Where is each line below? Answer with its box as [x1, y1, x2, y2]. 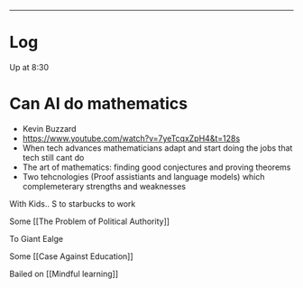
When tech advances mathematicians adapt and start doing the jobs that [22, 142, 293, 153]
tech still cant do [22, 152, 85, 163]
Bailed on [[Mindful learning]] [9, 268, 119, 279]
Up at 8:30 [9, 61, 50, 72]
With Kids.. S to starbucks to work [9, 198, 136, 209]
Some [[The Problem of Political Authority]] [9, 216, 170, 227]
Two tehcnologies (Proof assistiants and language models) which [22, 171, 265, 181]
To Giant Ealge [9, 233, 64, 244]
